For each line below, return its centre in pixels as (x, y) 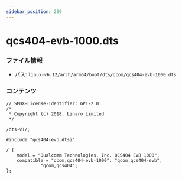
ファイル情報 (25, 60)
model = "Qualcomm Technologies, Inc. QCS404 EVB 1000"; (88, 155)
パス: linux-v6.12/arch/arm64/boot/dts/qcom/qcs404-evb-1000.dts (95, 74)
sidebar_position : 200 (34, 12)
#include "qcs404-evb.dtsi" (41, 140)
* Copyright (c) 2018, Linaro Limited (56, 114)
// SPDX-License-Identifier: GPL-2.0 (53, 104)
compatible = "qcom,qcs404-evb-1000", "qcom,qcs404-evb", (90, 161)
